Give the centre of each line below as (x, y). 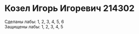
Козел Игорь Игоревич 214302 (69, 8)
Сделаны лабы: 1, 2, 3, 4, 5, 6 (34, 22)
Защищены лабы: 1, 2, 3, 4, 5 (34, 26)
